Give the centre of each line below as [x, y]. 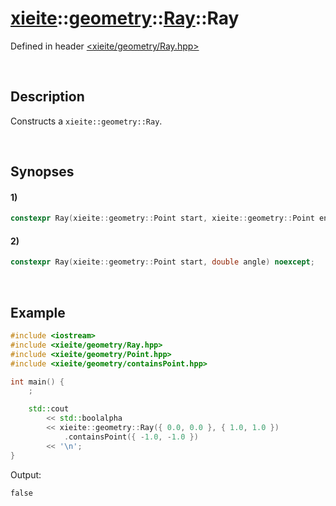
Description [47, 97]
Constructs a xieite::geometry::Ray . [86, 121]
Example [38, 312]
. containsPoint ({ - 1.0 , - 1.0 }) [131, 437]
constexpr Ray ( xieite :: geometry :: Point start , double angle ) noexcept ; [162, 262]
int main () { [37, 382]
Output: [26, 474]
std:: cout [49, 409]
